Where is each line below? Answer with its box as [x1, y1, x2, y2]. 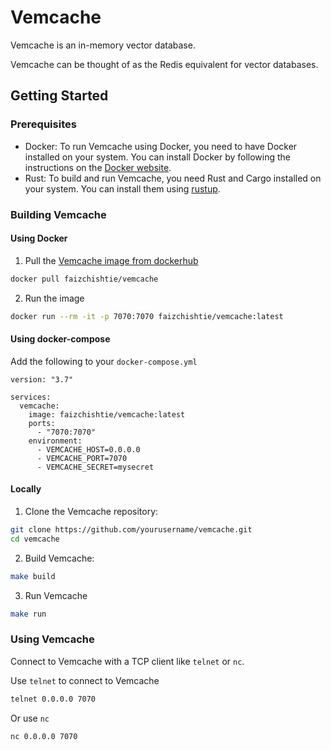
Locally [10, 483, 42, 495]
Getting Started [10, 87, 109, 105]
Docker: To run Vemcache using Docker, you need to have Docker [24, 140, 298, 152]
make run [10, 609, 47, 619]
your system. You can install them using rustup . [24, 182, 221, 195]
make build [10, 571, 56, 581]
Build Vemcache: [24, 552, 95, 564]
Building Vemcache [10, 207, 107, 221]
